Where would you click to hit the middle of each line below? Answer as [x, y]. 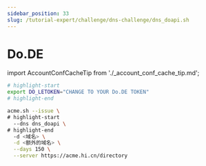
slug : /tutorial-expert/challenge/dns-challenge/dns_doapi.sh [98, 20]
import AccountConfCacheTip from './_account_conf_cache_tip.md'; [103, 73]
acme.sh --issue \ [33, 111]
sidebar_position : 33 [38, 13]
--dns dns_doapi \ [40, 124]
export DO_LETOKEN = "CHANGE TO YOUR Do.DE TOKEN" [78, 92]
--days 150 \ [32, 149]
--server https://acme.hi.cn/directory [71, 156]
